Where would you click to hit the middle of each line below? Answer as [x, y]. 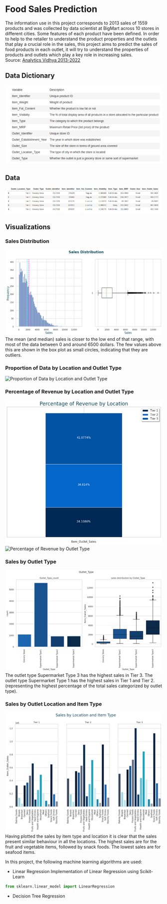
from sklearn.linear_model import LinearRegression [60, 887]
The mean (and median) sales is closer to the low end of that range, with [80, 339]
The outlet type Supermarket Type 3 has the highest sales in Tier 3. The [79, 675]
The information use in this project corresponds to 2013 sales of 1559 [77, 23]
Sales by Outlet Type [31, 562]
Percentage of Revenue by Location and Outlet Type [70, 391]
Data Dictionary [30, 76]
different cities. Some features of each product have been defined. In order [82, 33]
